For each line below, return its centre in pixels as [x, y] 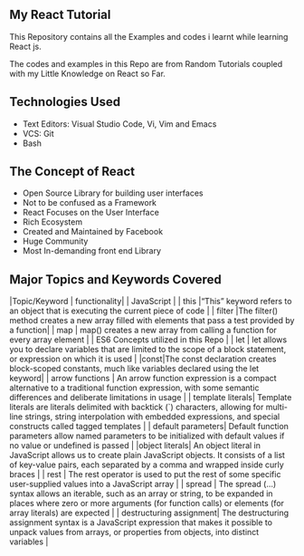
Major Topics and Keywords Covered [115, 279]
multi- [276, 407]
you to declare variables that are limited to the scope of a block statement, [148, 350]
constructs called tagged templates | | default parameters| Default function [149, 427]
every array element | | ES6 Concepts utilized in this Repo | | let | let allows [148, 340]
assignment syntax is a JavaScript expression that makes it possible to [141, 522]
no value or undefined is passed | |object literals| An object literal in [135, 446]
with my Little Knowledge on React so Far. [87, 73]
